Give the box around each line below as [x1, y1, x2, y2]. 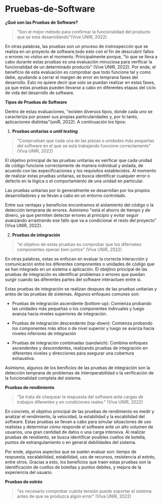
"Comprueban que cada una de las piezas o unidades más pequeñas [16, 137, 155, 144]
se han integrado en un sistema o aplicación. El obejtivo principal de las [5, 266, 147, 272]
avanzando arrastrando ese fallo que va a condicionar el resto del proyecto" [5, 217, 157, 223]
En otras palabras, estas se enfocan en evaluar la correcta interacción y [5, 256, 148, 261]
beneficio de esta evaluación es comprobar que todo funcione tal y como [5, 69, 151, 75]
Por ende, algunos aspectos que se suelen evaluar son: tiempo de [5, 449, 137, 455]
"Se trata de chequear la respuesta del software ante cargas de [16, 394, 144, 400]
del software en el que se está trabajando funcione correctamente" [16, 143, 151, 148]
